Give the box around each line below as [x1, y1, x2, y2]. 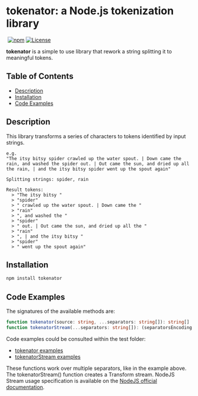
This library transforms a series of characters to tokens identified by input [6, 132, 186, 140]
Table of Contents [6, 71, 74, 81]
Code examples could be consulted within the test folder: [6, 335, 146, 342]
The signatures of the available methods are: [6, 308, 116, 315]
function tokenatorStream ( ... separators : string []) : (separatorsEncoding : [6, 324, 195, 330]
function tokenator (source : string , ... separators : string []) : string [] [6, 319, 190, 325]
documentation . [6, 384, 45, 391]
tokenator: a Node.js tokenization [6, 4, 174, 18]
